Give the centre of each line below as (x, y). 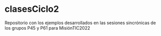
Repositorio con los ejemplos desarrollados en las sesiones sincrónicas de (80, 23)
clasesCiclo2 (32, 9)
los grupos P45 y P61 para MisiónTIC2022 (47, 28)
